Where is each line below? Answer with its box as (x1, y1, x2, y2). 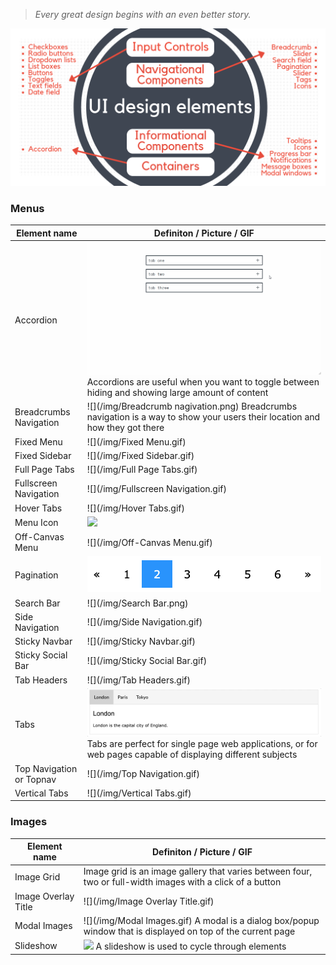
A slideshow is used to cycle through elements (95, 940, 287, 953)
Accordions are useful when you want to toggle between (86, 376, 320, 388)
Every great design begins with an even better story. (34, 9, 252, 20)
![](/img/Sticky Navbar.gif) (86, 635, 197, 648)
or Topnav (14, 773, 57, 785)
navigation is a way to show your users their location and (86, 411, 321, 423)
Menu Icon (14, 516, 59, 528)
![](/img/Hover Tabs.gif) (86, 502, 185, 514)
